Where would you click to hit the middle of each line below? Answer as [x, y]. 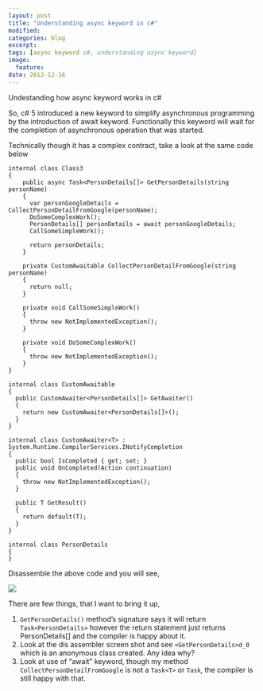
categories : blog [37, 38]
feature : [30, 68]
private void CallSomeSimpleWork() [81, 307]
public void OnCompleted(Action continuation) [94, 468]
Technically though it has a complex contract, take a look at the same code [131, 145]
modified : [25, 30]
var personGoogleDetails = [74, 203]
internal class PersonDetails [58, 545]
